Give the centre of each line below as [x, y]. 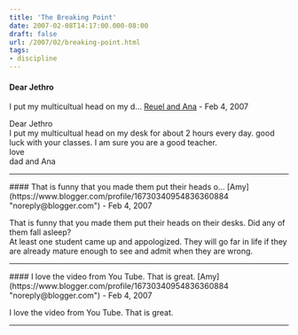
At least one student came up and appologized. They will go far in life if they [148, 242]
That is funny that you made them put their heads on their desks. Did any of [147, 223]
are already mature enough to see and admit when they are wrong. [131, 251]
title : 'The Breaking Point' [63, 17]
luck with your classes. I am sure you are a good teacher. [113, 143]
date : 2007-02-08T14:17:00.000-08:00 [79, 26]
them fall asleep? [40, 232]
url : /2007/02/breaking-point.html [75, 42]
